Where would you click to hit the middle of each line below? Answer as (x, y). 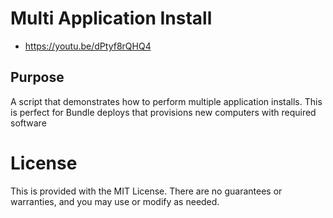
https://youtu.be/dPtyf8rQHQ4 (88, 46)
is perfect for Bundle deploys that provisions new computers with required (163, 112)
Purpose (37, 77)
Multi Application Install (111, 18)
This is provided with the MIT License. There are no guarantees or (146, 191)
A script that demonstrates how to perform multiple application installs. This (166, 101)
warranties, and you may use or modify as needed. (115, 201)
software (28, 123)
